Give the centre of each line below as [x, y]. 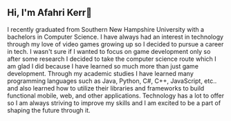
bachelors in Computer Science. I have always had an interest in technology [115, 37]
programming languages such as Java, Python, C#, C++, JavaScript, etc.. [112, 81]
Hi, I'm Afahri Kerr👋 [49, 13]
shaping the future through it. [49, 110]
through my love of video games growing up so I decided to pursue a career [115, 44]
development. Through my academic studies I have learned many [100, 73]
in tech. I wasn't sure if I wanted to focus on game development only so [109, 51]
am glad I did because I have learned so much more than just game [103, 66]
